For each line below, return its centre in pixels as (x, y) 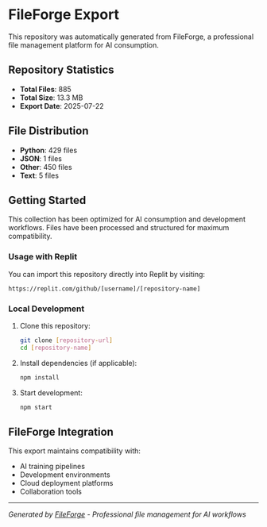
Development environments (65, 475)
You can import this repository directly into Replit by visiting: (106, 274)
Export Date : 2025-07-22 (62, 106)
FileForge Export (64, 15)
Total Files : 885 (45, 89)
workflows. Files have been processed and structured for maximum (119, 228)
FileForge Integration (61, 431)
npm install (39, 377)
